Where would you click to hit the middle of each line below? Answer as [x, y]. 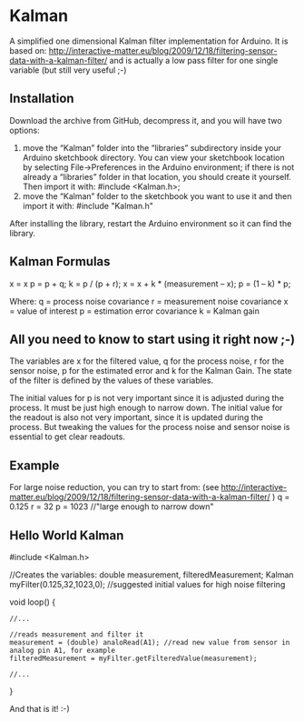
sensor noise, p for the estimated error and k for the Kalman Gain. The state [151, 371]
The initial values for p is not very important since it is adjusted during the [147, 398]
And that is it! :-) [39, 709]
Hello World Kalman [67, 535]
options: [25, 130]
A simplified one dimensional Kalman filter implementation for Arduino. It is [149, 41]
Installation [42, 99]
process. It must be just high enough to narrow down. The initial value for [146, 408]
